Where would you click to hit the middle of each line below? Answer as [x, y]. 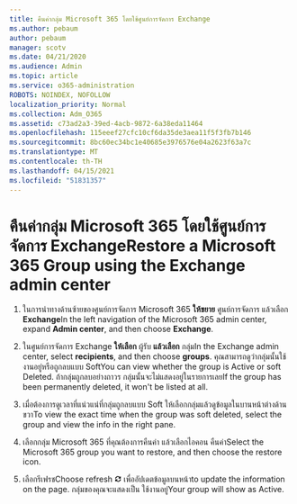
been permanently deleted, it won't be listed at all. [115, 387]
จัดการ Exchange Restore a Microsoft [143, 245]
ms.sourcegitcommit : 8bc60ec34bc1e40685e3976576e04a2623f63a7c [130, 143]
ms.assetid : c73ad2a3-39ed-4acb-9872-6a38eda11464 [106, 123]
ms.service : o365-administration [72, 85]
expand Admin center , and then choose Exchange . [118, 329]
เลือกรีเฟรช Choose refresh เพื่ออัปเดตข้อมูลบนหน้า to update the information [153, 479]
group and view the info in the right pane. [99, 425]
